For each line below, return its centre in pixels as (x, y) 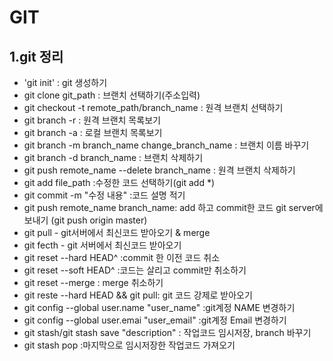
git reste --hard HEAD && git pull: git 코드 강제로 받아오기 (138, 295)
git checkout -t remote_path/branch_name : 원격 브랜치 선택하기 (153, 107)
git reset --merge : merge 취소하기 (93, 282)
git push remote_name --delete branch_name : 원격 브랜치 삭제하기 (159, 170)
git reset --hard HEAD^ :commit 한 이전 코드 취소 (122, 257)
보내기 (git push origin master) (85, 220)
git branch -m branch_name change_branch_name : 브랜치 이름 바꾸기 (166, 145)
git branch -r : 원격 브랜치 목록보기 (92, 120)
